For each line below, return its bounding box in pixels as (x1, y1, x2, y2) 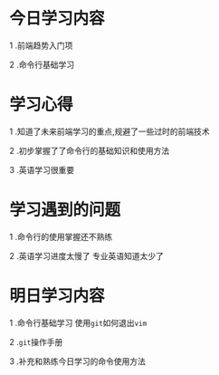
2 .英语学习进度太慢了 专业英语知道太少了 (9, 250, 165, 261)
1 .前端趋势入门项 (9, 40, 73, 51)
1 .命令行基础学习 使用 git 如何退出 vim (9, 317, 148, 328)
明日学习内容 (9, 286, 106, 306)
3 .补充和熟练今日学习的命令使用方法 (9, 355, 147, 367)
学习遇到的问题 (9, 200, 121, 220)
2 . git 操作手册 (9, 336, 63, 347)
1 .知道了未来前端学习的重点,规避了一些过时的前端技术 (9, 126, 210, 137)
